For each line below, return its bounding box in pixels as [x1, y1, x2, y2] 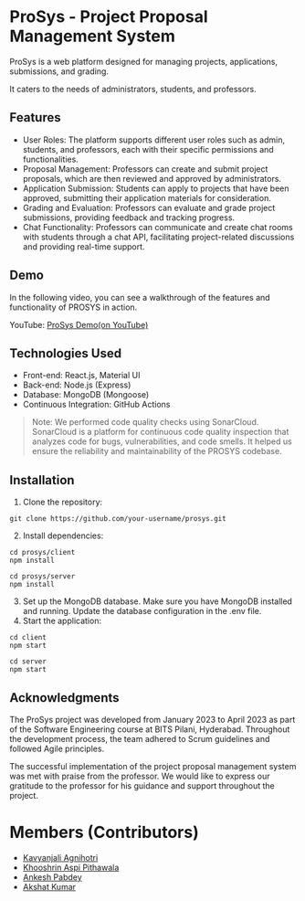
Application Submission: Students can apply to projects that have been [22, 183, 289, 194]
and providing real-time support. [22, 240, 145, 252]
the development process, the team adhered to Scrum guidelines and [9, 734, 270, 744]
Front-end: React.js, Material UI [22, 370, 141, 381]
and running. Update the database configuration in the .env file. [22, 606, 262, 617]
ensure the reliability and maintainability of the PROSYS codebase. [31, 446, 282, 457]
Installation [9, 472, 75, 488]
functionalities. [22, 154, 79, 164]
